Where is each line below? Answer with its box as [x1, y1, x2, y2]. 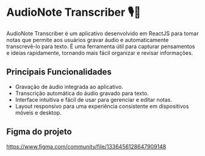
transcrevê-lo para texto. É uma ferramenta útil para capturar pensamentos [6, 43, 195, 50]
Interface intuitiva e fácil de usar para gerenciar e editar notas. [15, 96, 173, 103]
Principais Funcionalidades [6, 67, 112, 77]
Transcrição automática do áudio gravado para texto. [15, 90, 149, 97]
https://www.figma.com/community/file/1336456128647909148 [6, 143, 167, 150]
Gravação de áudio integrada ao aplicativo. [15, 83, 124, 90]
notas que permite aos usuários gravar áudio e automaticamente [6, 36, 169, 43]
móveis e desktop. [15, 108, 62, 116]
